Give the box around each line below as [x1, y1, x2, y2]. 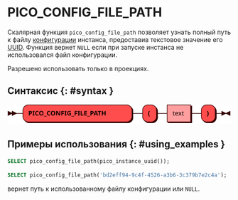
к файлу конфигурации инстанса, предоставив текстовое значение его [7, 35, 223, 43]
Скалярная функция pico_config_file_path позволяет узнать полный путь [7, 28, 232, 36]
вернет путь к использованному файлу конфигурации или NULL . [7, 184, 200, 193]
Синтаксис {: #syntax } [7, 85, 114, 97]
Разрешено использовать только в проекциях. [7, 64, 149, 73]
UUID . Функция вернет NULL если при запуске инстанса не [7, 43, 184, 51]
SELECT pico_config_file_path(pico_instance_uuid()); [7, 158, 171, 165]
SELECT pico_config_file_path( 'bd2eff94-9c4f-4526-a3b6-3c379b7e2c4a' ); [7, 172, 227, 179]
